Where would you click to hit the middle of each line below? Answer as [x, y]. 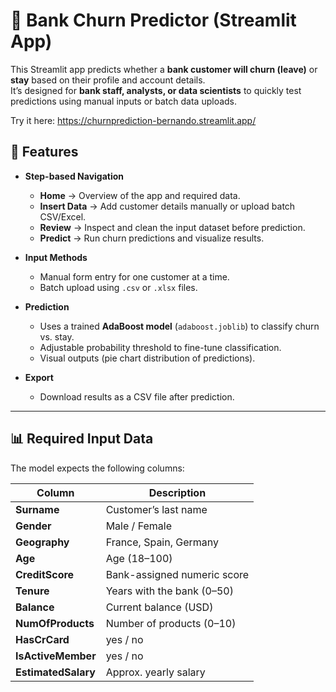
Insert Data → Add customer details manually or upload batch [167, 206]
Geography [42, 542]
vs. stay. [57, 336]
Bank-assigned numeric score [177, 574]
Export [39, 377]
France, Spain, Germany [162, 542]
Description [177, 492]
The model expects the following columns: [97, 468]
